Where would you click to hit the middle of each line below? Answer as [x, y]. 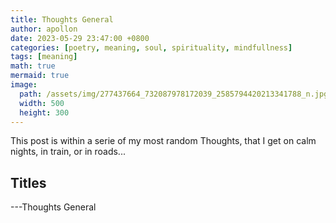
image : [24, 85]
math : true [33, 66]
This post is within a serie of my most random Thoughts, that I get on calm [163, 141]
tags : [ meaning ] [44, 57]
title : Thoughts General [62, 19]
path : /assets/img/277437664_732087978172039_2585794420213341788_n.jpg [174, 94]
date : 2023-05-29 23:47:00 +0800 [80, 38]
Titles [28, 182]
